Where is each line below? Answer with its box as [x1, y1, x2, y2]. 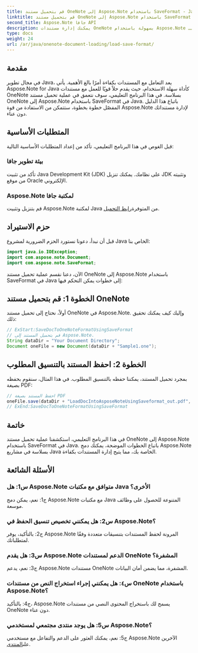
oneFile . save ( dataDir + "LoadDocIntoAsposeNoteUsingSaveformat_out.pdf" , [6, 398, 192, 404]
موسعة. [6, 502, 24, 509]
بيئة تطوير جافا [6, 157, 43, 165]
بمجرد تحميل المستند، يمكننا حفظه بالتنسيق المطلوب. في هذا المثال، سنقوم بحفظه [6, 375, 187, 382]
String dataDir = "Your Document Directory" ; [6, 338, 120, 344]
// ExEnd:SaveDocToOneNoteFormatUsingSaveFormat [6, 404, 128, 410]
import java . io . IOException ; [6, 249, 78, 254]
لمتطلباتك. [6, 537, 29, 544]
